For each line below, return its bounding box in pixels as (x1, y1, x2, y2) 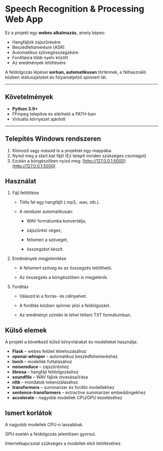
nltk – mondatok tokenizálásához (12, 379, 79, 385)
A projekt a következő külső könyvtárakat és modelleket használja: (5, 339, 138, 345)
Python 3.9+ (12, 106, 38, 112)
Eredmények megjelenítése (12, 256, 66, 261)
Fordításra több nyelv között (12, 54, 68, 60)
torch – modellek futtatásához (12, 359, 73, 365)
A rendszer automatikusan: (19, 209, 74, 214)
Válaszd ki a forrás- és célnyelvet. (19, 293, 87, 299)
